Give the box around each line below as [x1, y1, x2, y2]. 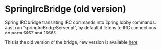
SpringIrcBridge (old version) [5, 3, 126, 15]
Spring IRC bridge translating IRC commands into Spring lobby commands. [5, 19, 156, 25]
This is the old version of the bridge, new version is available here [5, 39, 138, 45]
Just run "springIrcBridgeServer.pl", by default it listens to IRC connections [5, 24, 156, 30]
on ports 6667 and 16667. [5, 30, 57, 35]
